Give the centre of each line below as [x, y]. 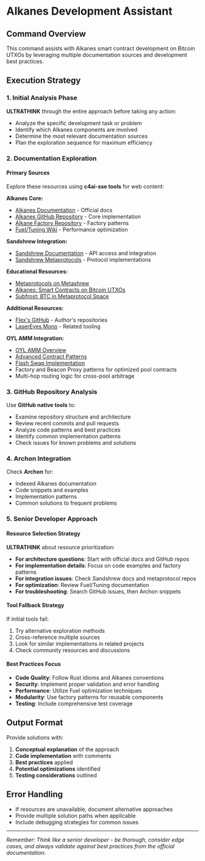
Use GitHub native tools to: [41, 405]
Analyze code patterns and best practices [68, 430]
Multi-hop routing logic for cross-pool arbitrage [75, 376]
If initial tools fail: [27, 619]
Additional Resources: [35, 308]
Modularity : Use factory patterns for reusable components [89, 697]
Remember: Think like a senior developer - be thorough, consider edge [95, 840]
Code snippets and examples [52, 490]
